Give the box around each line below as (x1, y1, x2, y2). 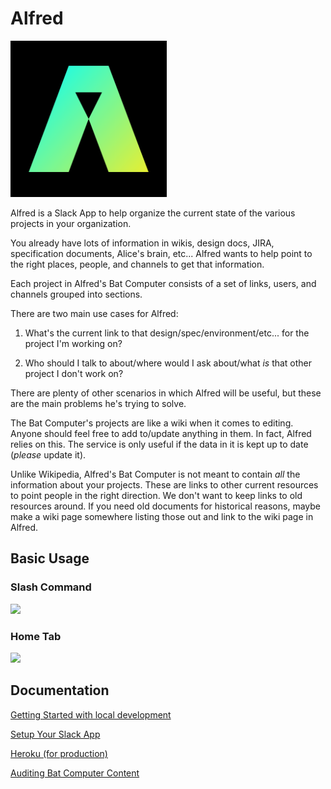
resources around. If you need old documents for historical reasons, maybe (10, 500, 321, 512)
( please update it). (10, 448, 87, 461)
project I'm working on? (24, 337, 123, 349)
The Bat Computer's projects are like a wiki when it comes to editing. (10, 417, 294, 429)
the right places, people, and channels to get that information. (10, 258, 265, 270)
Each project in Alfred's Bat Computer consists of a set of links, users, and (10, 277, 317, 289)
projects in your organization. (10, 217, 132, 229)
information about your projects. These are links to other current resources (10, 478, 319, 491)
